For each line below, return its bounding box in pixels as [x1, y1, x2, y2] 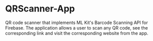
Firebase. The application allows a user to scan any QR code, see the [5, 24, 148, 30]
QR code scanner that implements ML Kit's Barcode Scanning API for [5, 19, 148, 25]
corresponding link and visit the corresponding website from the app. [5, 30, 148, 36]
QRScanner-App [5, 3, 75, 14]
